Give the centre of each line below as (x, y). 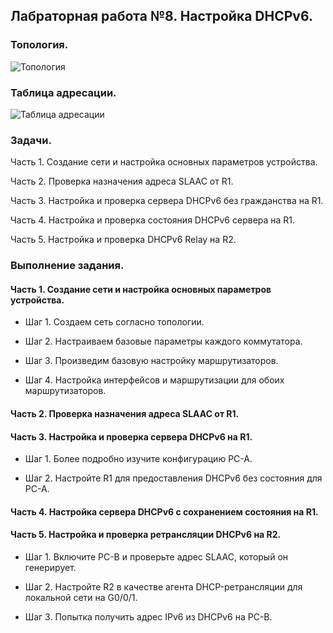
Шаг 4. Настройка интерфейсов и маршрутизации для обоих (154, 380)
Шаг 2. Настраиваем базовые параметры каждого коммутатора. (163, 341)
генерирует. (50, 567)
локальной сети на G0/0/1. (81, 597)
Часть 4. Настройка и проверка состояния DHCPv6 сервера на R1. (153, 220)
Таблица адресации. (63, 92)
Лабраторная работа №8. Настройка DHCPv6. (161, 16)
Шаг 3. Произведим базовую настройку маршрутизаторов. (151, 361)
